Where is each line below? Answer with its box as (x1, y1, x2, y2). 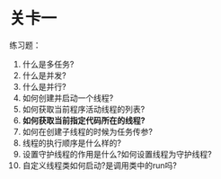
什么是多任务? (22, 58, 75, 69)
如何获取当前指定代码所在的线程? (22, 114, 146, 126)
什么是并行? (22, 81, 66, 92)
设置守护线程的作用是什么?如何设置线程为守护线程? (22, 148, 213, 159)
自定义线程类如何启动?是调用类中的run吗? (22, 159, 177, 171)
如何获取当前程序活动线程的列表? (22, 103, 146, 114)
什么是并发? (22, 69, 66, 81)
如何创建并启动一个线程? (22, 92, 114, 103)
